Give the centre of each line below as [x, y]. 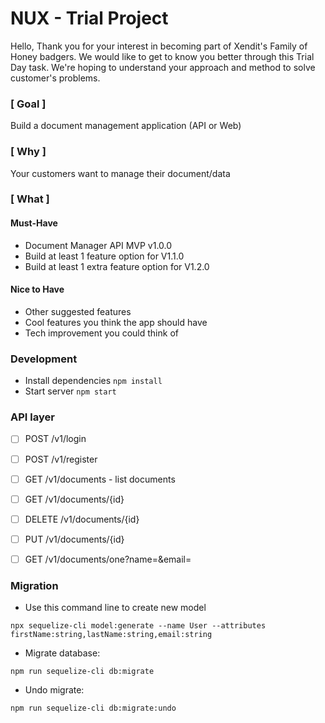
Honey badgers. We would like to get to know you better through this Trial [162, 56]
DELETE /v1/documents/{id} [82, 519]
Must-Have [34, 223]
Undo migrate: [54, 690]
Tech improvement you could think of [101, 333]
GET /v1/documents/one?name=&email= [108, 559]
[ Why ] [28, 152]
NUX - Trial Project [89, 18]
